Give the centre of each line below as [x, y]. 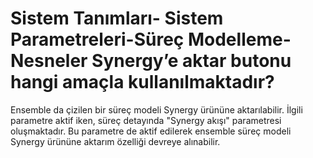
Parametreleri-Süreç [97, 39]
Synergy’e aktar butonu [191, 61]
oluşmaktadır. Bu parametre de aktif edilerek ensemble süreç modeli [151, 131]
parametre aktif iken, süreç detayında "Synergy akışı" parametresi [146, 120]
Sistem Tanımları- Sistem [117, 18]
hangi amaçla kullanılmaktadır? [142, 82]
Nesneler [49, 61]
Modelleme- [239, 39]
